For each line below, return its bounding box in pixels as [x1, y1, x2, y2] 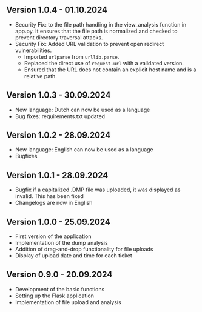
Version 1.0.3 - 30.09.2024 [6, 90, 111, 101]
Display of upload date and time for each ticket [15, 252, 132, 259]
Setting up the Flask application [15, 292, 94, 299]
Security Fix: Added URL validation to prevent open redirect [15, 40, 164, 47]
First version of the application [15, 233, 92, 240]
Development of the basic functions [15, 285, 105, 293]
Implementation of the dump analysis [15, 239, 108, 247]
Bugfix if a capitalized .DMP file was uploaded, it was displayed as [15, 186, 181, 193]
